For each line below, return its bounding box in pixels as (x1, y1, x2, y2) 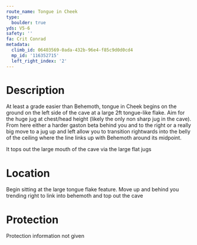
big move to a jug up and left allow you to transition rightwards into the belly (6, 128, 191, 135)
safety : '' (6, 31, 33, 37)
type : (6, 14, 19, 20)
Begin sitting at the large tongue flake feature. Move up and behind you (6, 186, 179, 193)
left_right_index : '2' (11, 58, 67, 64)
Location (6, 166, 50, 180)
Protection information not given (6, 233, 84, 240)
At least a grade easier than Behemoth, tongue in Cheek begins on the (6, 103, 177, 110)
